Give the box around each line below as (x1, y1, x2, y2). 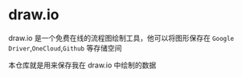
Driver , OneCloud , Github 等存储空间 (8, 43, 122, 53)
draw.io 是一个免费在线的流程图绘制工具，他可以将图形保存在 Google (8, 33, 235, 43)
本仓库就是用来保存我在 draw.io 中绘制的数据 (8, 60, 157, 70)
